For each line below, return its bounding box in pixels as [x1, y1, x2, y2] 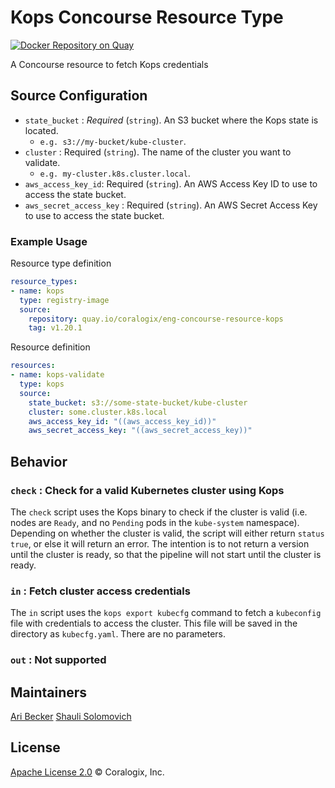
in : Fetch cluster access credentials [10, 584, 191, 598]
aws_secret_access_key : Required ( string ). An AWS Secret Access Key [24, 199, 318, 211]
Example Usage [10, 234, 88, 248]
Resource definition [10, 341, 91, 353]
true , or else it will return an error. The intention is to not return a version [10, 537, 310, 550]
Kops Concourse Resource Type [10, 6, 284, 29]
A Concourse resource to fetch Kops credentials [10, 58, 209, 70]
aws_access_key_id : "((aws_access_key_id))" [28, 416, 217, 426]
